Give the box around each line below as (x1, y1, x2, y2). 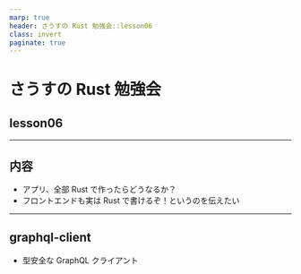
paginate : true (9, 38, 66, 47)
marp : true (9, 13, 50, 22)
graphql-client (9, 230, 91, 245)
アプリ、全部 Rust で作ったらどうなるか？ (21, 184, 177, 195)
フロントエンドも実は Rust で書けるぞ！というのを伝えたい (21, 195, 240, 206)
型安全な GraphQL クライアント (21, 254, 139, 265)
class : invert (9, 30, 63, 39)
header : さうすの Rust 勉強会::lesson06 (9, 21, 153, 30)
